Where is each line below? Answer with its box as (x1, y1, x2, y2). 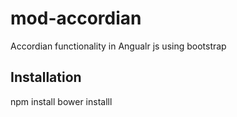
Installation (10, 69, 82, 86)
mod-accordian (10, 7, 142, 30)
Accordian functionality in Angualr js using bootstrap (10, 40, 227, 52)
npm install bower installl (10, 95, 113, 107)
